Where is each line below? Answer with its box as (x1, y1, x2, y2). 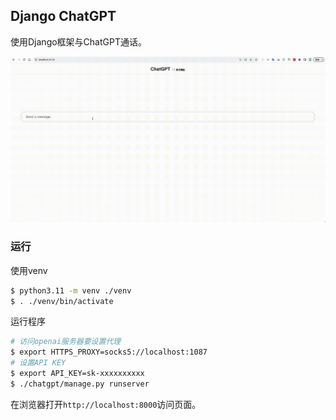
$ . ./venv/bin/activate (10, 296, 114, 306)
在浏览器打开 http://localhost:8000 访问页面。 (10, 398, 202, 410)
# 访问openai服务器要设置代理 (10, 337, 122, 347)
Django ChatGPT (10, 8, 117, 25)
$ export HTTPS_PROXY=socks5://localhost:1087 (10, 347, 208, 358)
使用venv (10, 264, 48, 276)
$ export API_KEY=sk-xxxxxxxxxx (10, 369, 145, 379)
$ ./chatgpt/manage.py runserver (10, 379, 150, 389)
